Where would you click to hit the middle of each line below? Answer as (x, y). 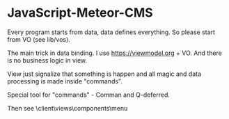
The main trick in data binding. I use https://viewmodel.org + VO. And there (115, 53)
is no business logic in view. (47, 60)
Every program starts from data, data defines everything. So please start (111, 32)
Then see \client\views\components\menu (68, 108)
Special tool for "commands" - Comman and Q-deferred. (89, 95)
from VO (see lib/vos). (39, 39)
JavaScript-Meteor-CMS (80, 13)
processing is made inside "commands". (65, 81)
